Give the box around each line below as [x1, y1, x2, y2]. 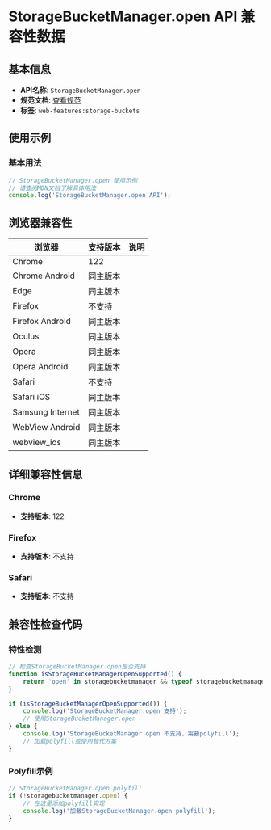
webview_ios [12, 437, 62, 449]
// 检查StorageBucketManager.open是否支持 [8, 663, 146, 671]
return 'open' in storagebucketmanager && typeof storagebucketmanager [23, 677, 269, 685]
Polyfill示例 [8, 765, 53, 777]
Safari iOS [12, 391, 51, 402]
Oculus [12, 331, 40, 342]
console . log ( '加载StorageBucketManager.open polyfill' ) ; [23, 807, 216, 815]
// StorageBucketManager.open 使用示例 [8, 176, 138, 184]
